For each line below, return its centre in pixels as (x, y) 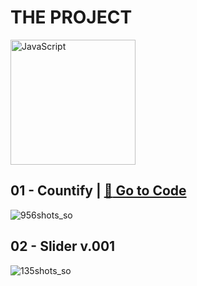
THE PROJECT (71, 17)
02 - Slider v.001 (63, 246)
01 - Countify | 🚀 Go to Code (98, 191)
